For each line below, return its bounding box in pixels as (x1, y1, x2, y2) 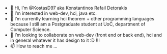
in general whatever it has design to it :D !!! (10, 37, 100, 43)
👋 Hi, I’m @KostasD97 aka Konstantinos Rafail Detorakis (10, 5, 127, 11)
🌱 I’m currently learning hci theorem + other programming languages (10, 16, 154, 21)
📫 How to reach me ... (10, 43, 58, 49)
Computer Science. (10, 26, 51, 33)
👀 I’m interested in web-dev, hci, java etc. (10, 10, 97, 16)
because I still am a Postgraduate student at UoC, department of (10, 21, 146, 27)
